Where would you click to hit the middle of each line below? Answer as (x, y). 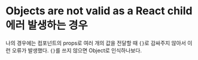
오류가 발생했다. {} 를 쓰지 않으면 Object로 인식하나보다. (77, 50)
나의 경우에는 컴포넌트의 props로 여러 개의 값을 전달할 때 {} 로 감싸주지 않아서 (96, 43)
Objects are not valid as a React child (99, 11)
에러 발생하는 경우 (47, 26)
